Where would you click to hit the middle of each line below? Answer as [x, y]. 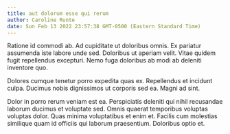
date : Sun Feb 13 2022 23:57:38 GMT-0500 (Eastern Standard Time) [104, 26]
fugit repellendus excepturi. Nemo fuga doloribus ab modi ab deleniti [104, 60]
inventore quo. [27, 68]
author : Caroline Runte [41, 20]
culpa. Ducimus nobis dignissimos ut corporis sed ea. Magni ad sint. [104, 88]
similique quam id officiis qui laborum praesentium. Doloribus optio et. [106, 124]
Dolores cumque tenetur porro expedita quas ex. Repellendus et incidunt [110, 81]
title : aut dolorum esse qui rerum [58, 13]
